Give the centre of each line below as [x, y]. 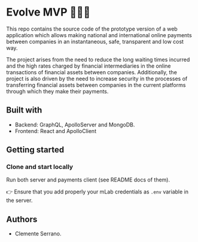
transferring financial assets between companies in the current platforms [96, 85]
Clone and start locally [40, 167]
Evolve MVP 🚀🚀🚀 [48, 12]
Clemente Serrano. [38, 234]
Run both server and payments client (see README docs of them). [88, 180]
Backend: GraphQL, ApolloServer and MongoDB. [75, 125]
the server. [19, 201]
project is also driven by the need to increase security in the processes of [97, 78]
